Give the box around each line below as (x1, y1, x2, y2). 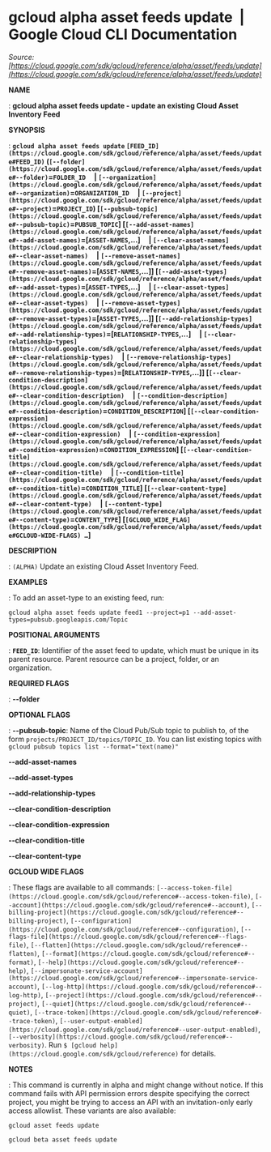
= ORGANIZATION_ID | (70, 187, 141, 198)
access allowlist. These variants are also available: (8, 1106, 176, 1116)
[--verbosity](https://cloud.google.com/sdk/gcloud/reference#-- (8, 1033, 233, 1041)
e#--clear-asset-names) (8, 252, 89, 260)
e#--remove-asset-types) (8, 314, 92, 323)
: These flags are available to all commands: (8, 882, 155, 892)
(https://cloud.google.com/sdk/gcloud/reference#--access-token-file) (8, 892, 252, 901)
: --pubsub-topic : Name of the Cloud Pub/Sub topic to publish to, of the (8, 725, 249, 735)
